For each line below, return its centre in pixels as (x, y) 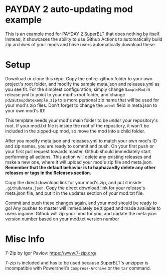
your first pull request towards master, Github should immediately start (78, 151)
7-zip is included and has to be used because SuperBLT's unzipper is (77, 262)
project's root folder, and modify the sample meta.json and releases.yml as (82, 84)
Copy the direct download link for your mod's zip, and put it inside (73, 182)
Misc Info (25, 239)
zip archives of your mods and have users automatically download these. (81, 44)
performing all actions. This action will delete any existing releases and (78, 157)
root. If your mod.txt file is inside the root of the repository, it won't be (77, 125)
